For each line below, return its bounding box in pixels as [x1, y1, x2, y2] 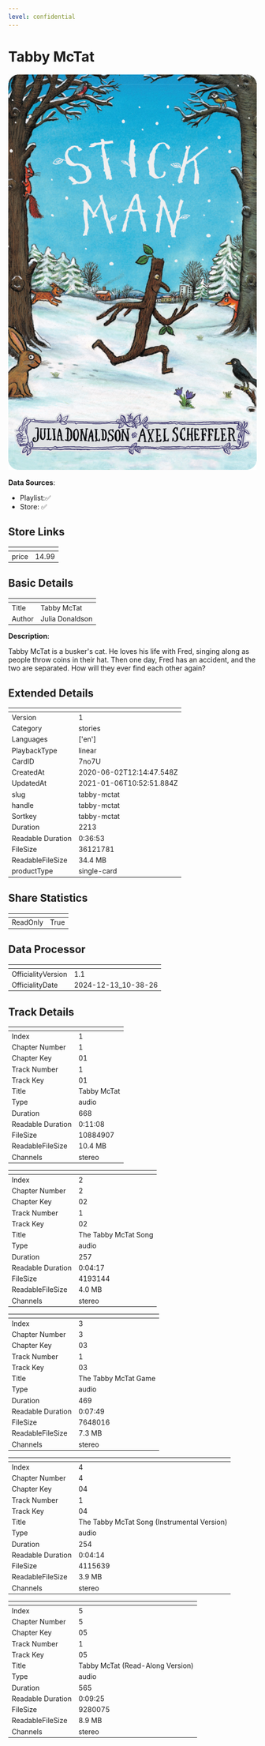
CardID [11, 757, 35, 766]
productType [11, 866, 54, 876]
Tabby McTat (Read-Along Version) [78, 1661, 195, 1670]
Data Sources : [8, 478, 56, 487]
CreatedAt [11, 768, 45, 777]
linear [78, 745, 97, 755]
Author [11, 614, 34, 623]
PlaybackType [11, 745, 58, 755]
